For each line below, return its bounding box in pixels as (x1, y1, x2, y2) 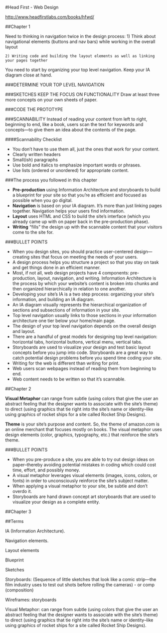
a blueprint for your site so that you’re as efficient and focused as (12, 192, 147, 198)
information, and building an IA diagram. (12, 296, 95, 302)
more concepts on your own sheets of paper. (5, 97, 98, 102)
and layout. (12, 328, 36, 334)
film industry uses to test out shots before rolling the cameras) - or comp (5, 582, 155, 587)
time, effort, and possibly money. (12, 467, 80, 473)
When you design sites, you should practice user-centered (12, 248, 133, 254)
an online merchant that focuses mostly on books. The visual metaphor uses (5, 426, 162, 432)
